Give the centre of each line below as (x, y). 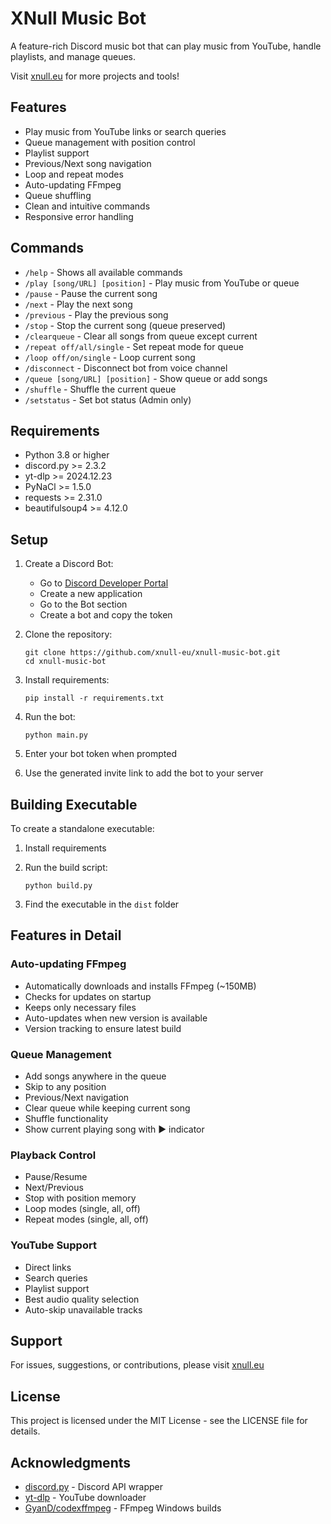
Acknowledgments (71, 1462)
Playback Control (53, 1155)
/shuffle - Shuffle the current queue (100, 389)
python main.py (56, 735)
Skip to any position (65, 1086)
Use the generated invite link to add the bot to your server (144, 773)
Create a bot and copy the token (106, 615)
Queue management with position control (110, 142)
